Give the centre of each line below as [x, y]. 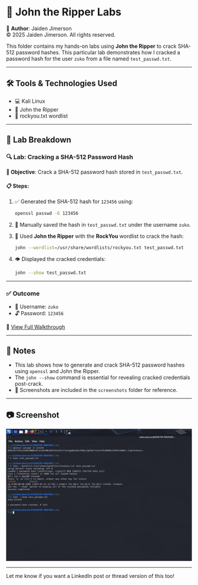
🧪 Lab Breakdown [39, 140]
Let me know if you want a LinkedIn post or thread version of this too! [90, 576]
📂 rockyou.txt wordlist [41, 116]
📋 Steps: [18, 186]
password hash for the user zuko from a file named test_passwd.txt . [89, 58]
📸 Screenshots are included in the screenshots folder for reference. [96, 390]
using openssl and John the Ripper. [57, 371]
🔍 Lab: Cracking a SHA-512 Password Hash [70, 157]
